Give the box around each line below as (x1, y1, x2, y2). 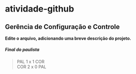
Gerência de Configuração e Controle (5, 23, 120, 31)
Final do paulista (5, 46, 40, 52)
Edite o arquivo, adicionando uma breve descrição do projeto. (5, 35, 132, 41)
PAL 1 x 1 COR (16, 59, 45, 64)
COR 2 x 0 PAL (16, 64, 46, 70)
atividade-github (5, 3, 74, 15)
